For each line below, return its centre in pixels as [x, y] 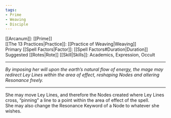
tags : [11, 10]
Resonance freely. [24, 80]
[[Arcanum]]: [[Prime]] [29, 39]
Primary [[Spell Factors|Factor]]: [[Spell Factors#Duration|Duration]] [77, 49]
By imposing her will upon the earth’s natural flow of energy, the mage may [84, 70]
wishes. [13, 111]
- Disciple [17, 24]
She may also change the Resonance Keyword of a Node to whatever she [82, 106]
